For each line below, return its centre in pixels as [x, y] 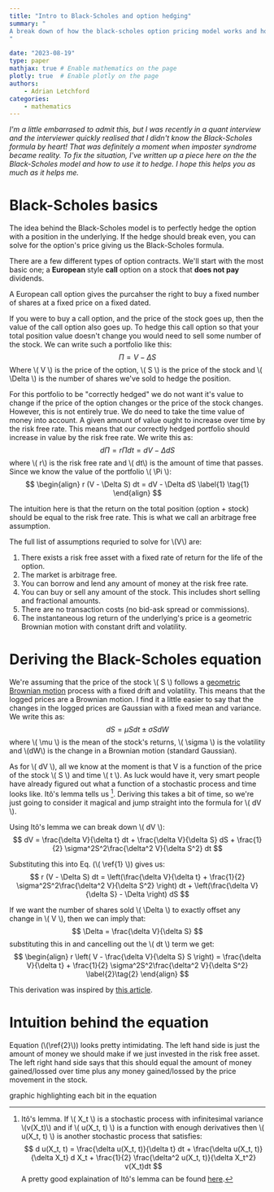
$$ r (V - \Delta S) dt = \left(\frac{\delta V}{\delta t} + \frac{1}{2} [137, 876]
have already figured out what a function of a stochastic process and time [133, 784]
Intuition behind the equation [109, 1022]
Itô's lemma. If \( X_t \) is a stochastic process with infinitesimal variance [142, 1119]
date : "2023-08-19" [42, 54]
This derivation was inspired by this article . [81, 989]
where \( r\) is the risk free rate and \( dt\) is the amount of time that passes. [136, 463]
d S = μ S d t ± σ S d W [137, 730]
